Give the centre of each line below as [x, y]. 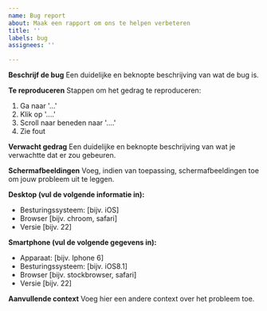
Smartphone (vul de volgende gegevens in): [82, 242]
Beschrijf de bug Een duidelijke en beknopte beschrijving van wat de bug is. [133, 75]
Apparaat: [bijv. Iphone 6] [61, 258]
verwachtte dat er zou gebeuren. [62, 155]
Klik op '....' [37, 114]
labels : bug [28, 38]
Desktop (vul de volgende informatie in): [77, 195]
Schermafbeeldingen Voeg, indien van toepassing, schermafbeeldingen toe [133, 171]
